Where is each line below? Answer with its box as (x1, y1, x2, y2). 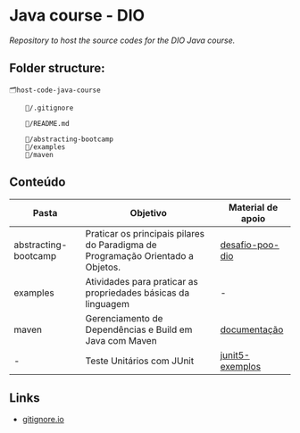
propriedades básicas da (85, 287, 190, 299)
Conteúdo (9, 175, 66, 190)
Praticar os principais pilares (85, 227, 205, 239)
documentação (220, 323, 284, 336)
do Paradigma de (85, 238, 158, 251)
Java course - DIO (9, 5, 146, 26)
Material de (229, 201, 279, 213)
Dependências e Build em (85, 323, 193, 336)
